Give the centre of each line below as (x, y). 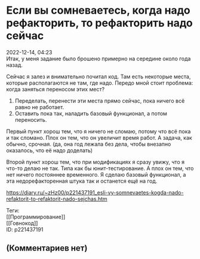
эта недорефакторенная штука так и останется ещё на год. (82, 181)
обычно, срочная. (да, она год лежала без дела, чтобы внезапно (89, 144)
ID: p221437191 (25, 229)
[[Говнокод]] (22, 223)
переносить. (31, 119)
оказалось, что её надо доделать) (50, 150)
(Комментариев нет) (47, 248)
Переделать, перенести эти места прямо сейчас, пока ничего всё (100, 101)
